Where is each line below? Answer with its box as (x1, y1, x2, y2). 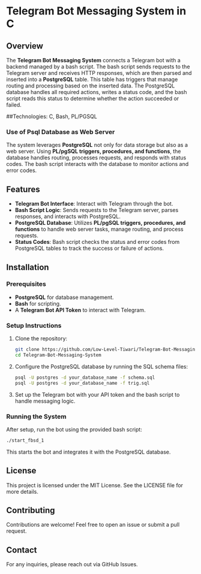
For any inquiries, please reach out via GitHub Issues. (6, 561, 138, 568)
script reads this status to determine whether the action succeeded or (6, 95, 179, 102)
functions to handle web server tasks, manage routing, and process (14, 226, 184, 233)
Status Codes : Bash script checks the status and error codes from (14, 238, 180, 246)
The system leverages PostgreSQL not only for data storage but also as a (6, 141, 188, 149)
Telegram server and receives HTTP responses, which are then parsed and (6, 70, 192, 76)
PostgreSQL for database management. (14, 294, 114, 301)
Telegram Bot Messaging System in (6, 4, 187, 18)
